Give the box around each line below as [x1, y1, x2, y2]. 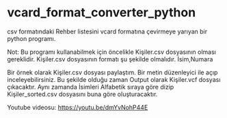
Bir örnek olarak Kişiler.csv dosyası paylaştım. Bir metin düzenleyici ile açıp [7, 68, 218, 76]
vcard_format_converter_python [7, 5, 196, 20]
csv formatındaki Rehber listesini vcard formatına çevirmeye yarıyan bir [7, 27, 208, 35]
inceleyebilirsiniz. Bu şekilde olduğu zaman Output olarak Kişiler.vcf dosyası [7, 75, 221, 83]
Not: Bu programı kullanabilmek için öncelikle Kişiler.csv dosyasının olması [7, 48, 217, 56]
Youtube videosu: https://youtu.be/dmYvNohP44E [7, 103, 148, 111]
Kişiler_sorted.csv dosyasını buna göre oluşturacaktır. [7, 90, 158, 98]
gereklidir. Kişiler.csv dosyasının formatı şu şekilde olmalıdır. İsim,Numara [7, 55, 213, 63]
